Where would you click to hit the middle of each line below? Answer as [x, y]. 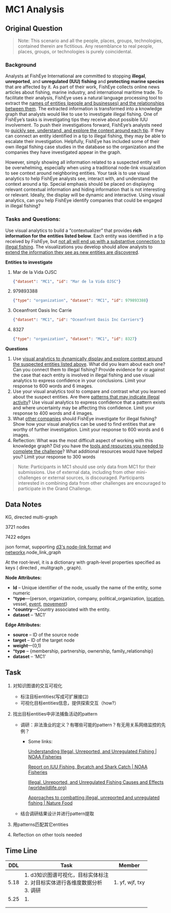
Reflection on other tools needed [47, 835]
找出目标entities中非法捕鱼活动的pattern [55, 713]
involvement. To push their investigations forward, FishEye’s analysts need [84, 125]
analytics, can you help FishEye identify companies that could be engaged [84, 201]
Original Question [34, 28]
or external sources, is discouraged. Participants [93, 478]
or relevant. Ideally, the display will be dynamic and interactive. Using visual [85, 195]
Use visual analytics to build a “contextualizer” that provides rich [73, 230]
